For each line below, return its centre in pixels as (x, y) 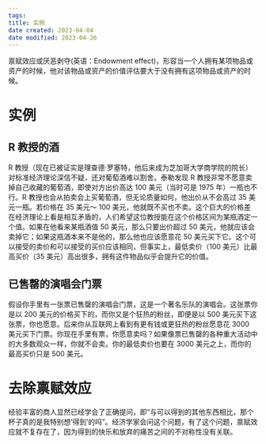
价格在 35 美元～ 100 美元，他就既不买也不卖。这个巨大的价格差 (147, 207)
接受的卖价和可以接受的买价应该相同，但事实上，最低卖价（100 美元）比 (133, 246)
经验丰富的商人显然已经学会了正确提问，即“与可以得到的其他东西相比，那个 (131, 412)
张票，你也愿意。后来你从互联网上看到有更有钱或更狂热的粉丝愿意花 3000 (129, 324)
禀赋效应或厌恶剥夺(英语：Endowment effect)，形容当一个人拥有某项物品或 (131, 61)
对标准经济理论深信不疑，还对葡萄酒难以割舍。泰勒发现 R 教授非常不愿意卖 (130, 178)
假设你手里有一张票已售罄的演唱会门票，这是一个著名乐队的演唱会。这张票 (129, 304)
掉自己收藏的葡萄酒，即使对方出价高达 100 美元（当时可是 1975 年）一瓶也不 (133, 187)
